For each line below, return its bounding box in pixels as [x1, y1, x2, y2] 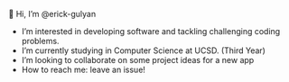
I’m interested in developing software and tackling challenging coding [21, 26, 281, 36]
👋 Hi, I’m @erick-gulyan [8, 9, 97, 19]
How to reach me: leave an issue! [21, 64, 146, 75]
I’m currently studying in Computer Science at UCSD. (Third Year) [21, 45, 266, 56]
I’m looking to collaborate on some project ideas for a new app [21, 55, 255, 65]
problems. [21, 36, 60, 46]
